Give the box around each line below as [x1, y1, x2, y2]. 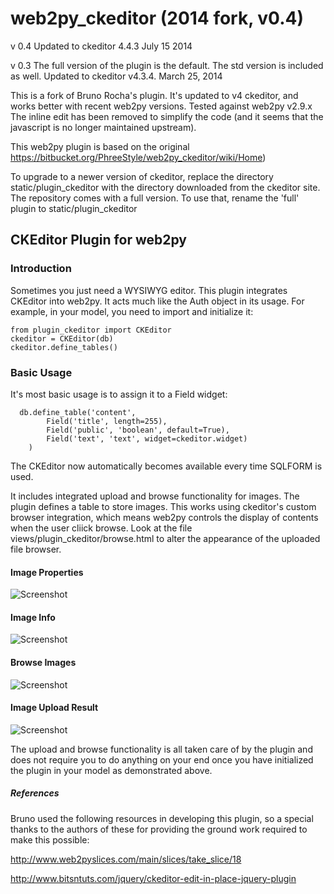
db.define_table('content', [19, 407, 137, 417]
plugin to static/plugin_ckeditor [10, 202, 138, 214]
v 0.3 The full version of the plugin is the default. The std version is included [10, 59, 324, 71]
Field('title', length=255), [46, 416, 168, 426]
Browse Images [10, 656, 77, 668]
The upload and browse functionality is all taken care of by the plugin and [10, 743, 313, 755]
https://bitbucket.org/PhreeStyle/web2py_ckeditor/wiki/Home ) [10, 151, 267, 163]
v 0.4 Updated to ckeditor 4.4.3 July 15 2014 [10, 40, 193, 52]
